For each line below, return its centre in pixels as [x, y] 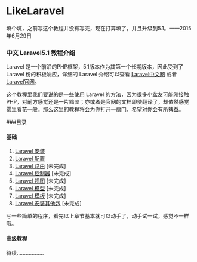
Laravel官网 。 [23, 82]
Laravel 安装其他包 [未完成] [48, 204]
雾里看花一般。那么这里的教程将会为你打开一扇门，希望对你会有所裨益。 [95, 109]
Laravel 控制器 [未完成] [43, 174]
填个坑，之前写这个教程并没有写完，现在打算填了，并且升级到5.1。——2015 [99, 28]
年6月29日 [19, 36]
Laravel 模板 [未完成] [40, 196]
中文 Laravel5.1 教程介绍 [41, 53]
